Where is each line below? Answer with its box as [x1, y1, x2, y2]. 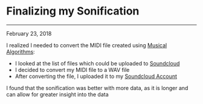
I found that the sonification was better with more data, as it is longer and [6, 84, 188, 91]
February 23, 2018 [6, 30, 52, 37]
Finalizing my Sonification [6, 4, 140, 18]
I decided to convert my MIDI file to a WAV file [14, 66, 130, 73]
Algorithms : [6, 48, 35, 55]
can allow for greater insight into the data [6, 91, 109, 98]
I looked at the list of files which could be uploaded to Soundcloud [14, 59, 180, 67]
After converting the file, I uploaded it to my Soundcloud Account [14, 73, 177, 80]
